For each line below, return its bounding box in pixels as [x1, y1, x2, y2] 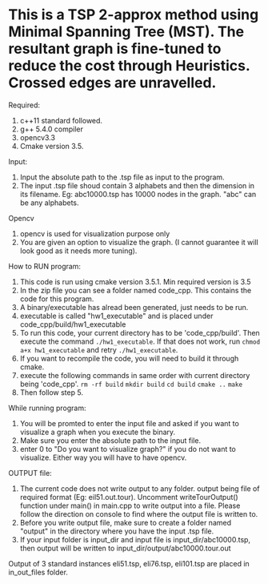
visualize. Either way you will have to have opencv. [19, 453, 187, 462]
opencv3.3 [19, 132, 56, 142]
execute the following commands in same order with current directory [19, 370, 250, 380]
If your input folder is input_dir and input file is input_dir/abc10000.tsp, [19, 534, 250, 544]
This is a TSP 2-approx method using [8, 6, 259, 24]
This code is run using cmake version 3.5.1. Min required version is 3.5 [19, 276, 251, 286]
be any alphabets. [19, 198, 79, 207]
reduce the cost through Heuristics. [8, 57, 250, 75]
